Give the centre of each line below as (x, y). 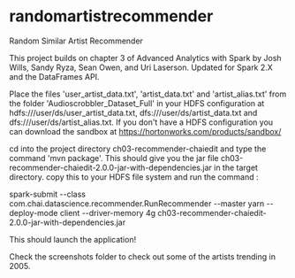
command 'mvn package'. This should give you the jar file (114, 158)
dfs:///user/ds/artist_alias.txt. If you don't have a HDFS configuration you (141, 122)
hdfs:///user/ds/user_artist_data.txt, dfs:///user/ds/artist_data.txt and (133, 112)
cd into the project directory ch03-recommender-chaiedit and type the (138, 149)
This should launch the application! (73, 239)
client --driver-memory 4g (108, 212)
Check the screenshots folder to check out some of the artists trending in (143, 256)
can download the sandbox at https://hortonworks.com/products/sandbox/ (145, 131)
